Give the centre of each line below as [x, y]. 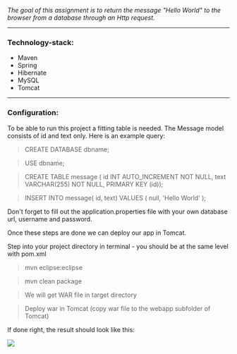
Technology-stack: [41, 42]
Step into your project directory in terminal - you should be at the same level [118, 246]
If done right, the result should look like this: [71, 329]
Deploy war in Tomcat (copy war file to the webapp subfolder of [117, 308]
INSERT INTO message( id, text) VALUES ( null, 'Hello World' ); [115, 197]
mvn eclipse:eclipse [54, 267]
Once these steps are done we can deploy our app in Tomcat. [97, 233]
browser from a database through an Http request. [81, 18]
